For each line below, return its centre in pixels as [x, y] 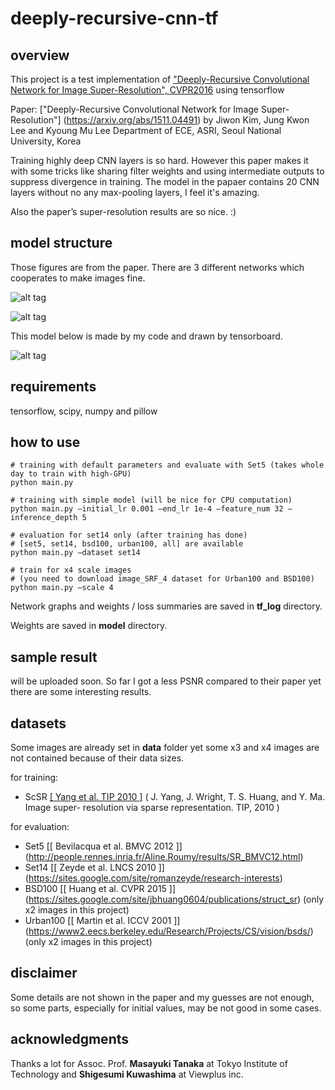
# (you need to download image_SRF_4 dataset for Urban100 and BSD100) [162, 579]
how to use [45, 442]
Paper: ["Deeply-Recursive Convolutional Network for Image [134, 109]
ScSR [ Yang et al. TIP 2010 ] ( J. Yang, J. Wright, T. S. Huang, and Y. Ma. [175, 797]
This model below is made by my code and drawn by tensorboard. [146, 336]
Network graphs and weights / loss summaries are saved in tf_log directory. [166, 606]
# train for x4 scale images [71, 570]
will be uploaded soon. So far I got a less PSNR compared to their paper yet [166, 681]
